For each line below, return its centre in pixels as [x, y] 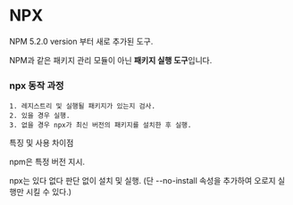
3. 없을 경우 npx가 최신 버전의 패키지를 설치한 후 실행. [100, 126]
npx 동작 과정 [37, 86]
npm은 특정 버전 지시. [47, 162]
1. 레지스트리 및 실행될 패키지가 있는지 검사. [83, 107]
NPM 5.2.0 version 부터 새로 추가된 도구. [81, 41]
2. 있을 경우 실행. [40, 116]
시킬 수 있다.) [49, 192]
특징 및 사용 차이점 [42, 143]
